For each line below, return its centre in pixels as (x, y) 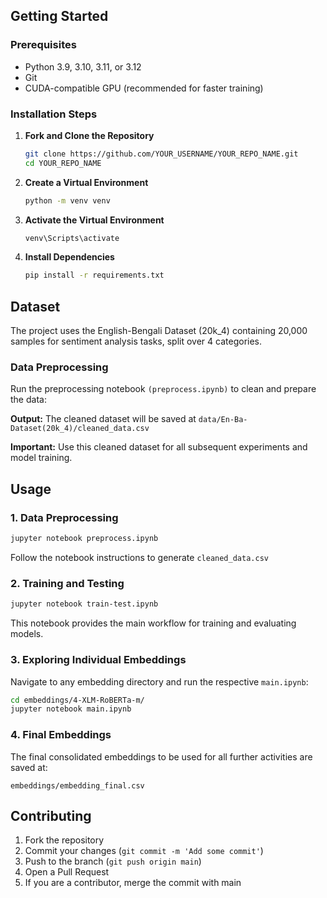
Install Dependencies (69, 257)
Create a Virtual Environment (86, 182)
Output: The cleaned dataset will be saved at (103, 419)
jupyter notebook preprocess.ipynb (84, 539)
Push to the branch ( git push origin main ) (113, 861)
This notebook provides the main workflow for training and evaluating (153, 623)
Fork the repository (64, 840)
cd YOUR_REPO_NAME (63, 163)
